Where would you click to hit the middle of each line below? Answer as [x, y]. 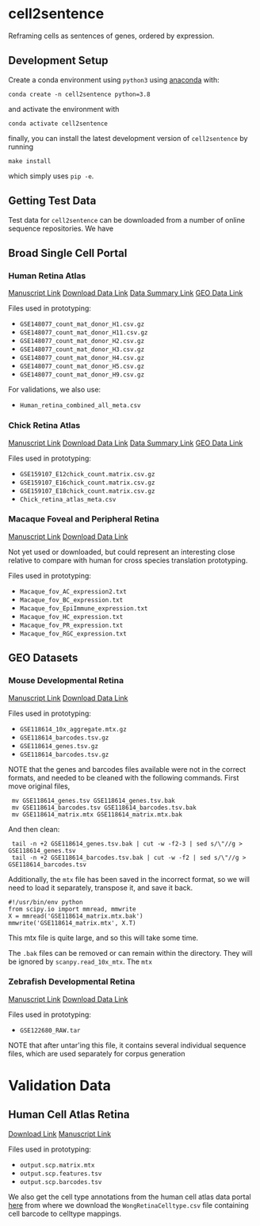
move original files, [39, 786]
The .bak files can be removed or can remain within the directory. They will [130, 953]
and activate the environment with [64, 109]
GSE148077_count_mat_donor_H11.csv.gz [84, 333]
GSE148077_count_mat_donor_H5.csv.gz [82, 367]
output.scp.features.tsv [61, 1174]
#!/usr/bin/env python [46, 902]
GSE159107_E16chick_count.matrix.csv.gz [87, 483]
